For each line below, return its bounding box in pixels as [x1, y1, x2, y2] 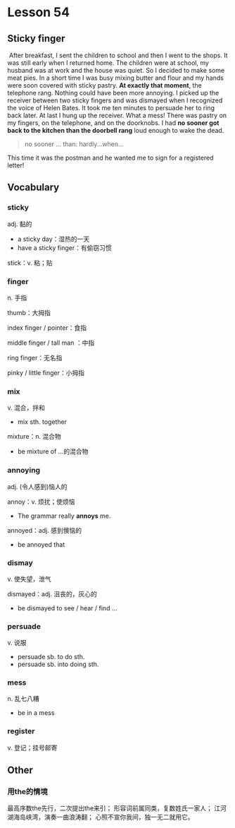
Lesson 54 [7, 4, 70, 20]
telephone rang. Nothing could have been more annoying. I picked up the [7, 89, 220, 97]
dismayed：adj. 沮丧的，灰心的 [7, 589, 97, 598]
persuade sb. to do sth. [17, 653, 85, 661]
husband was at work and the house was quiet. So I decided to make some [7, 66, 225, 74]
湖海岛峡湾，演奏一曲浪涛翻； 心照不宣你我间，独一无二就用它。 [7, 813, 194, 822]
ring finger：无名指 [7, 353, 63, 362]
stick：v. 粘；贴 [7, 259, 53, 267]
